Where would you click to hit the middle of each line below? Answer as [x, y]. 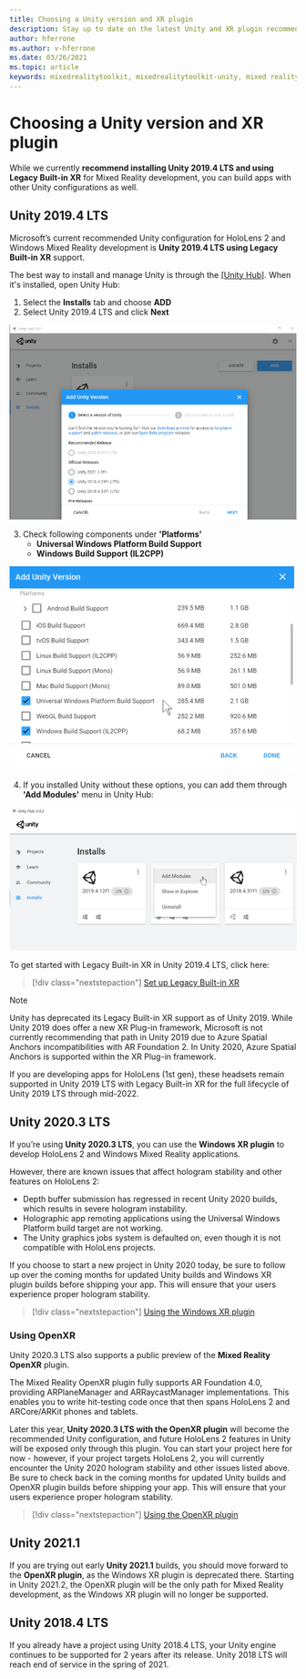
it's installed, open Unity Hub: [65, 284]
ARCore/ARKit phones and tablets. [74, 1412]
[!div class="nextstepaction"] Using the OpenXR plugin [135, 1515]
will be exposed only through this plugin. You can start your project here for [151, 1448]
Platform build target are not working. [93, 1228]
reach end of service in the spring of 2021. [89, 1664]
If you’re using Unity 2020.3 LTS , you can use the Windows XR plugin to [147, 1144]
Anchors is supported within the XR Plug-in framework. [113, 1056]
